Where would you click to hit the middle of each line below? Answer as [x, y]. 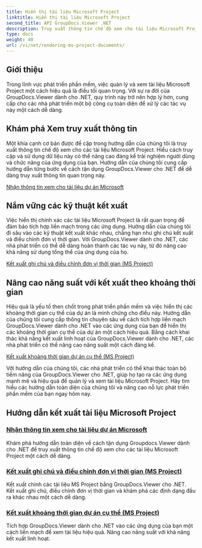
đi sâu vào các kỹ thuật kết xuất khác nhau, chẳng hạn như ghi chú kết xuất [100, 233]
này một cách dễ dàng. [35, 109]
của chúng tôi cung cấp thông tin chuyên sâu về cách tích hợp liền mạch [96, 319]
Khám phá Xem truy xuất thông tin [72, 129]
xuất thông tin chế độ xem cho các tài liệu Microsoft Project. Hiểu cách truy [100, 149]
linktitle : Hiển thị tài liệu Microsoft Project [68, 17]
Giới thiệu [25, 70]
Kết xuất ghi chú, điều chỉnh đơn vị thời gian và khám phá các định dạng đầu [101, 491]
